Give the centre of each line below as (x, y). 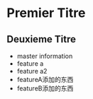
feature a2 (32, 71)
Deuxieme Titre (41, 39)
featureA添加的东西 (45, 80)
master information (45, 56)
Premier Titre (46, 13)
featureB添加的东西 (45, 88)
